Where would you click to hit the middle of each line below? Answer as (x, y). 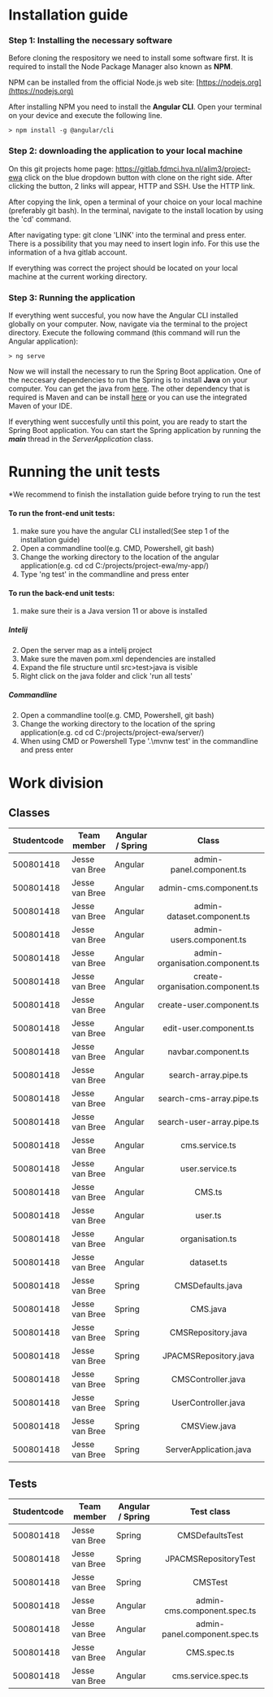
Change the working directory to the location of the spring (117, 724)
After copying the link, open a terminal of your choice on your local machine (135, 202)
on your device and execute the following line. (85, 116)
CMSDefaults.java (208, 1286)
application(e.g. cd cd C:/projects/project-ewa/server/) (112, 733)
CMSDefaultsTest (210, 1536)
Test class (210, 1511)
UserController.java (209, 1403)
